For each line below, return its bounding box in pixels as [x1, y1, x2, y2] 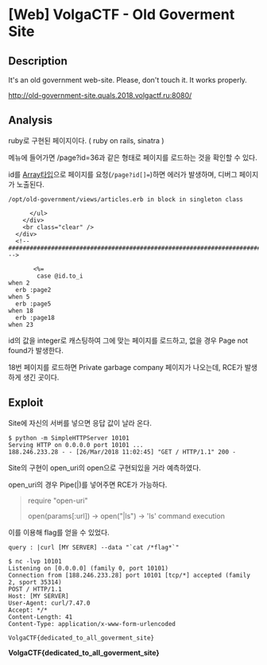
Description [8, 54, 68, 68]
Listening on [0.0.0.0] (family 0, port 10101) [8, 564, 169, 572]
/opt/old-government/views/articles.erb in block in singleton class [8, 195, 244, 204]
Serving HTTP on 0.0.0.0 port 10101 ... [8, 441, 145, 449]
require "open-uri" [27, 496, 89, 505]
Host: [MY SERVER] [8, 592, 69, 600]
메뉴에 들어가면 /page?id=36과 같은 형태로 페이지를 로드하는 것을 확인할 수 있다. [8, 153, 258, 162]
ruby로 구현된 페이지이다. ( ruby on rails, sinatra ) [8, 135, 164, 145]
